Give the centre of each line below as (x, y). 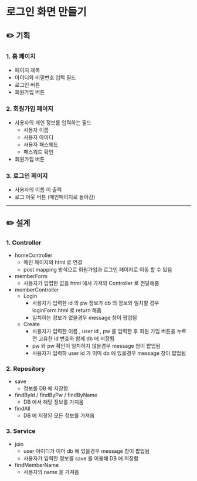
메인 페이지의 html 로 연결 (53, 262)
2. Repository (26, 369)
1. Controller (24, 242)
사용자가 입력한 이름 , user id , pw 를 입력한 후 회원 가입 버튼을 (104, 331)
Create (31, 324)
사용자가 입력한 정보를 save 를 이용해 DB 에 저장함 (81, 458)
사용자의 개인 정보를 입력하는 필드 (53, 123)
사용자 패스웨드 (41, 145)
